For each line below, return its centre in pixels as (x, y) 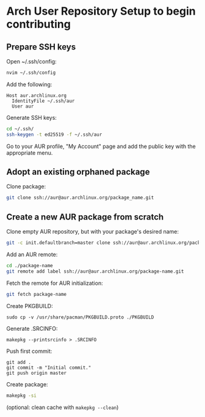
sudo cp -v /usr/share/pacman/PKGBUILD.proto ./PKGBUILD (80, 317)
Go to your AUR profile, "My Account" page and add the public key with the (101, 146)
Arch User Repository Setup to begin (101, 11)
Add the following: (29, 84)
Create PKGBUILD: (30, 306)
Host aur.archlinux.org (37, 95)
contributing (39, 24)
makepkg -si (21, 396)
